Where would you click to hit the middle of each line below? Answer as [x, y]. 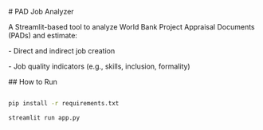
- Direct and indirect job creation [62, 51]
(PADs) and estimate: [43, 35]
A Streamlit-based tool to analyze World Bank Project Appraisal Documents [131, 27]
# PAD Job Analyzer [41, 12]
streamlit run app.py [44, 118]
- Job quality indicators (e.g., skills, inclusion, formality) [99, 66]
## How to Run [33, 82]
